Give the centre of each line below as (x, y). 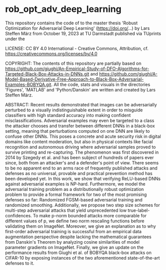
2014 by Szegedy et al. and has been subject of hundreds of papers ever (80, 157)
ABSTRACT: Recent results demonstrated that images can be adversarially (81, 104)
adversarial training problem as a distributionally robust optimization (75, 189)
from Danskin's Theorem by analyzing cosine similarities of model (72, 242)
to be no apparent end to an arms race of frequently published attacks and (81, 168)
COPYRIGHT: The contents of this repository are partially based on (73, 63)
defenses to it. (20, 263)
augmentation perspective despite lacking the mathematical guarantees (78, 237)
